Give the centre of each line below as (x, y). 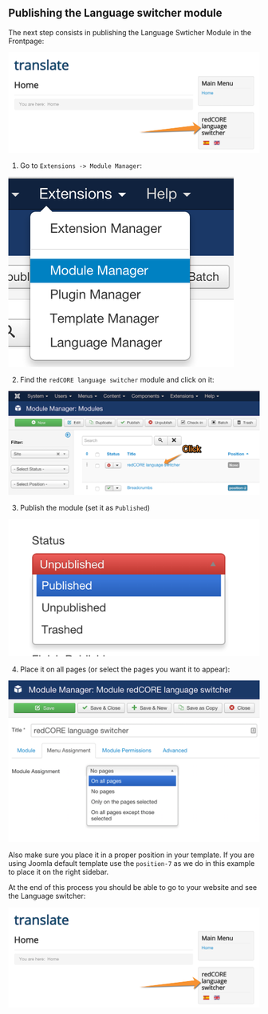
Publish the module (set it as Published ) (85, 508)
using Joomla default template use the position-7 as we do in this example (132, 864)
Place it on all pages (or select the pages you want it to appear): (125, 669)
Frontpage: (26, 41)
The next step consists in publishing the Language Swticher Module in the (130, 32)
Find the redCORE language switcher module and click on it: (117, 380)
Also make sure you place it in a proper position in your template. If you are (132, 855)
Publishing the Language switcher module (115, 13)
